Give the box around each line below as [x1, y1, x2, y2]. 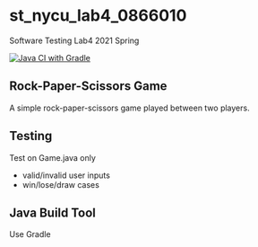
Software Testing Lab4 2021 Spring [9, 35, 140, 46]
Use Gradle [9, 229, 51, 240]
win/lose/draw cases [21, 179, 100, 190]
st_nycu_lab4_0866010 [9, 5, 187, 26]
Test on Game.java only [9, 152, 97, 163]
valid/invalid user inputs [21, 170, 110, 181]
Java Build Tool [9, 205, 97, 220]
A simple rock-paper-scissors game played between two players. [9, 102, 250, 113]
